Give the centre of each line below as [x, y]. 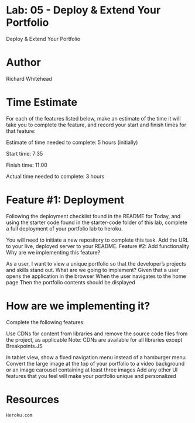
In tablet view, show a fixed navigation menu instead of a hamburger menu [96, 357]
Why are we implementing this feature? [53, 252]
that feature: [21, 131]
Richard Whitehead [29, 78]
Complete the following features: [45, 322]
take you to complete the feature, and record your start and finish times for [96, 125]
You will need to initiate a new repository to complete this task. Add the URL [97, 240]
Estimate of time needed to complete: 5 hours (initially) [72, 142]
